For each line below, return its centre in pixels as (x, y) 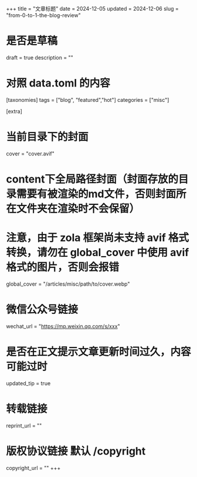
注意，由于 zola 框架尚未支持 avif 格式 (98, 238)
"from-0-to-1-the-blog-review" (43, 15)
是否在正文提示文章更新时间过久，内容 (99, 352)
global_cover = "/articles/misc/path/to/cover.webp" (68, 284)
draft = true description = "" (40, 57)
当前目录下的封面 (47, 137)
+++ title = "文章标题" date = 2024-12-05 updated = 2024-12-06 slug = (92, 9)
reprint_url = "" (24, 425)
